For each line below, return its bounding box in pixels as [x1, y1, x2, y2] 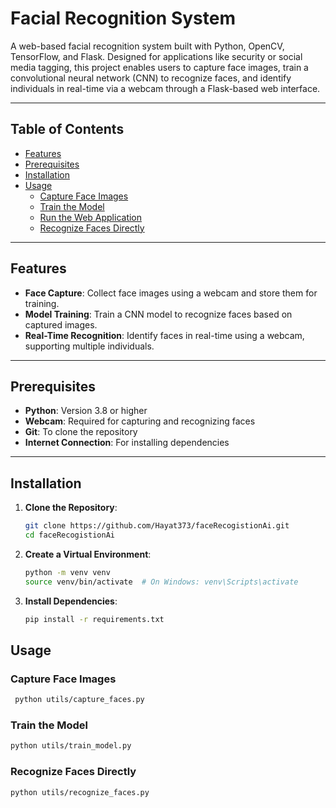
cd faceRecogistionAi [24, 530, 115, 541]
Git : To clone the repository [24, 426, 138, 438]
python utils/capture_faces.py [14, 695, 145, 705]
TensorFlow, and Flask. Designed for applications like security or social [10, 50, 303, 62]
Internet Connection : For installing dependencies [24, 437, 230, 449]
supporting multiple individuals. [24, 340, 155, 352]
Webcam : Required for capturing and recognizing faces [24, 415, 256, 427]
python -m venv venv [24, 567, 111, 577]
